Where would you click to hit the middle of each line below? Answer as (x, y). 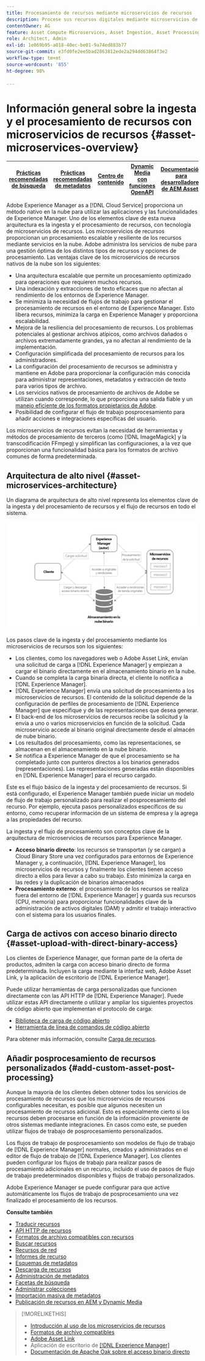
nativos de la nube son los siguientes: (54, 264)
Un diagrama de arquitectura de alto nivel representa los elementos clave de (102, 500)
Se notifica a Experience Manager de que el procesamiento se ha (97, 755)
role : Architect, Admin (37, 39)
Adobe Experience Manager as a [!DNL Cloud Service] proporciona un (95, 206)
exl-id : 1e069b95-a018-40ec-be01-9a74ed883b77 (67, 45)
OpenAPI (142, 192)
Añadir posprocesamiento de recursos (81, 1058)
